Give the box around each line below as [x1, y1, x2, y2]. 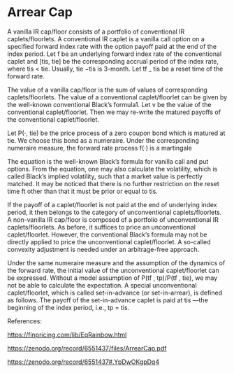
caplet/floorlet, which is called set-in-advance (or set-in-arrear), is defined [7, 288, 223, 297]
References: [7, 316, 42, 325]
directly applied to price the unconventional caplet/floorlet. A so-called [7, 237, 211, 246]
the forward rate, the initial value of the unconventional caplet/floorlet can [7, 266, 219, 274]
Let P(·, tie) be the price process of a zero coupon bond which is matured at [7, 129, 226, 137]
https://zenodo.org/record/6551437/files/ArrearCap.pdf [7, 344, 167, 352]
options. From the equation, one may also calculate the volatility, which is [7, 164, 218, 173]
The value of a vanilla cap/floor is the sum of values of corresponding [7, 85, 208, 94]
